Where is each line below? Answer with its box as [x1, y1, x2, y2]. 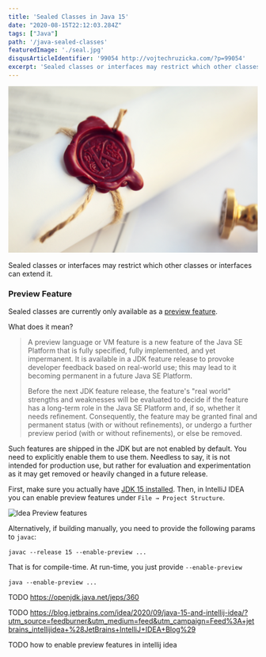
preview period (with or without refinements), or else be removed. [27, 428, 243, 437]
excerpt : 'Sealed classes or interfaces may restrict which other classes [8, 63, 260, 71]
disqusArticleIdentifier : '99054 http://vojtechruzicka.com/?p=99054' [8, 55, 246, 63]
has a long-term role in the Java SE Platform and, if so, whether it [27, 403, 241, 412]
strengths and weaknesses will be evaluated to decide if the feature [27, 395, 249, 404]
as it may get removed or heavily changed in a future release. [8, 468, 208, 479]
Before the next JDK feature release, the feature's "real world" [27, 386, 231, 395]
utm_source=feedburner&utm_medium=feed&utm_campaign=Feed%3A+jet [8, 616, 255, 625]
